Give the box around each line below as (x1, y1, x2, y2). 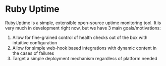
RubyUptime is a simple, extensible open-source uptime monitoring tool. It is (5, 20, 161, 26)
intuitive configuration (12, 39, 57, 45)
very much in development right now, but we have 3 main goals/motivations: (5, 25, 161, 31)
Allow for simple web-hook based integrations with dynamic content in (12, 45, 157, 51)
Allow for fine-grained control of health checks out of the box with (12, 34, 148, 40)
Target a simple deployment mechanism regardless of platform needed (12, 55, 158, 61)
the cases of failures (12, 50, 55, 56)
